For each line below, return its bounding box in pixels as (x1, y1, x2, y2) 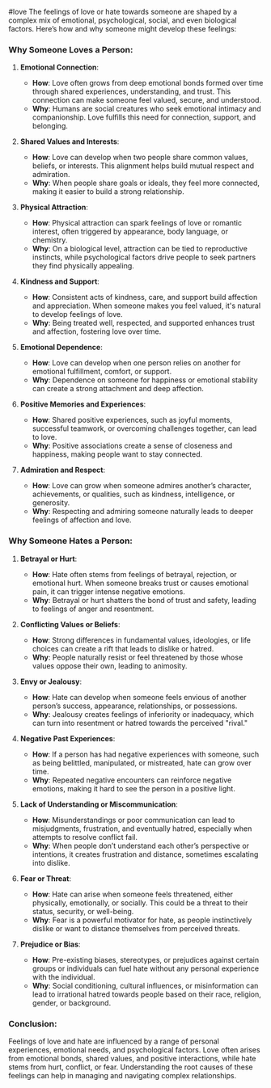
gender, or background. (32, 997, 112, 1007)
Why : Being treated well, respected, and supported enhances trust (32, 318, 255, 328)
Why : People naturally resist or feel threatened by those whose (32, 652, 243, 662)
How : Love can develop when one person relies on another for (32, 358, 241, 368)
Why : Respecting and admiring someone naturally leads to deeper (32, 507, 254, 517)
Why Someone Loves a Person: (8, 44, 133, 55)
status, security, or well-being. (32, 906, 134, 916)
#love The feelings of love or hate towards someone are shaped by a (8, 7, 238, 16)
